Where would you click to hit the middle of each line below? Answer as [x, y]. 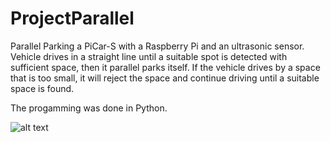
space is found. [42, 88]
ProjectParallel [72, 18]
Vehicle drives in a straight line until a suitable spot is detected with [149, 56]
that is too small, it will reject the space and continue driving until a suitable [165, 78]
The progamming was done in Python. [89, 108]
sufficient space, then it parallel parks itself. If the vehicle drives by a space [165, 67]
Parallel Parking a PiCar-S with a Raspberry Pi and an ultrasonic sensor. [157, 46]
